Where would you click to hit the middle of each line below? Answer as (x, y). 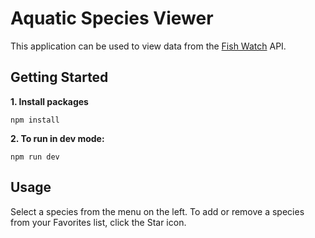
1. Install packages (49, 101)
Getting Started (59, 77)
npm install (35, 120)
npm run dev (35, 157)
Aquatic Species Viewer (112, 18)
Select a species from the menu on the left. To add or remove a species (157, 211)
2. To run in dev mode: (57, 138)
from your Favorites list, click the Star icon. (98, 222)
